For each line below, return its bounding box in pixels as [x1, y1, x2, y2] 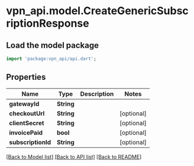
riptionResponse [6, 17, 90, 30]
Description [80, 90, 114, 98]
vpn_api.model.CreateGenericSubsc [6, 4, 189, 18]
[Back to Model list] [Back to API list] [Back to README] [6, 153, 142, 160]
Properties [6, 72, 46, 82]
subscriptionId [9, 138, 51, 146]
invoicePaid [9, 128, 43, 136]
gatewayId [9, 99, 40, 108]
